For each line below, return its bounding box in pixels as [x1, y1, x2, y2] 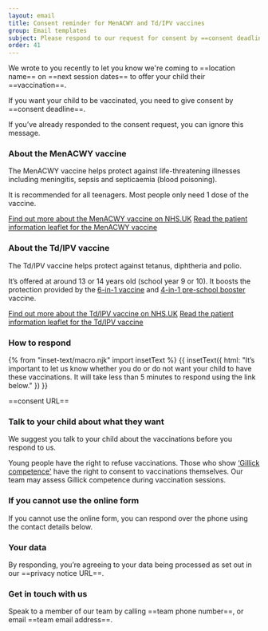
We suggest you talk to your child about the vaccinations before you [8, 435, 233, 444]
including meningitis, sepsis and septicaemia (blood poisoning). [8, 175, 218, 185]
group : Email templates [8, 26, 88, 34]
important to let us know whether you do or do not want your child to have [8, 364, 252, 374]
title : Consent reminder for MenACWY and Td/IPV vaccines [8, 19, 205, 27]
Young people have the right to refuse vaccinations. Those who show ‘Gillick [8, 458, 260, 468]
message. [8, 129, 41, 138]
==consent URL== [8, 396, 69, 406]
